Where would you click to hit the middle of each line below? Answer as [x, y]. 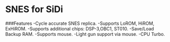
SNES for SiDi [34, 9]
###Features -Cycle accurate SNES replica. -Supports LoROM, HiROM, [80, 23]
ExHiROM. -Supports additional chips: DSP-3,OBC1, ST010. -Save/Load [80, 28]
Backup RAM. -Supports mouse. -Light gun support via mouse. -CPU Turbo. [85, 34]
